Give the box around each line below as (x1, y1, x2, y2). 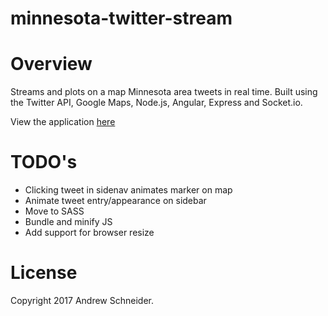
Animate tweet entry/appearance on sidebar (24, 195, 207, 207)
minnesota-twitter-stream (10, 7, 233, 30)
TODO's (10, 151, 78, 174)
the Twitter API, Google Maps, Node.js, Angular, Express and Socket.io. (10, 97, 303, 109)
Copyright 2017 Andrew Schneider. (10, 295, 154, 306)
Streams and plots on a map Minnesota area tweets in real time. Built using (10, 86, 318, 98)
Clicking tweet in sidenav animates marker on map (24, 184, 233, 196)
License (10, 262, 78, 284)
